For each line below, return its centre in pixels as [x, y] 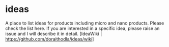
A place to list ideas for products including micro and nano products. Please [85, 23]
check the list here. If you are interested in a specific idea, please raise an [82, 28]
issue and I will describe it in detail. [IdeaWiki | [54, 33]
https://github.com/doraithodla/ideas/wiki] [50, 39]
